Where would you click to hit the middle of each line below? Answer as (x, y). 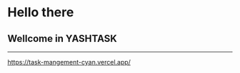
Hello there (41, 12)
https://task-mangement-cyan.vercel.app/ (69, 62)
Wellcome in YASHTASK (62, 39)
